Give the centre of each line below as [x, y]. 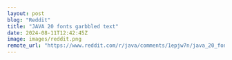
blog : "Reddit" [29, 20]
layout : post [26, 13]
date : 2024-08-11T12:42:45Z [48, 33]
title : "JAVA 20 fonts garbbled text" [63, 26]
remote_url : [24, 46]
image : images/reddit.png [44, 39]
